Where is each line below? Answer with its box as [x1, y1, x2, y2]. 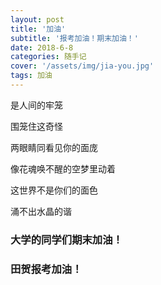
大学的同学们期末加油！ [10, 232, 123, 246]
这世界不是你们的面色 [10, 184, 98, 196]
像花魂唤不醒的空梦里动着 [10, 162, 116, 175]
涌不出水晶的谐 [10, 205, 72, 217]
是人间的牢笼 [10, 99, 63, 111]
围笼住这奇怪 [10, 120, 63, 132]
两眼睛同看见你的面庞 [10, 141, 98, 153]
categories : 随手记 [10, 52, 87, 62]
